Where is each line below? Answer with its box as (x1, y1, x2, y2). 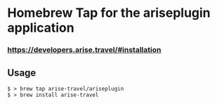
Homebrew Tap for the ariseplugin (7, 5, 211, 21)
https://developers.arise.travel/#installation (7, 45, 162, 55)
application (7, 20, 75, 36)
